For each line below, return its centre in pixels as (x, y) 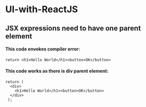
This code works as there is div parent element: (57, 71)
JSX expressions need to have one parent (73, 28)
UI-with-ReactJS (42, 9)
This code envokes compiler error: (43, 49)
